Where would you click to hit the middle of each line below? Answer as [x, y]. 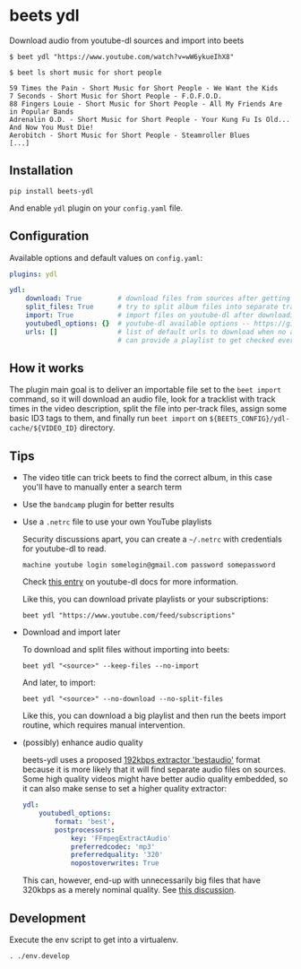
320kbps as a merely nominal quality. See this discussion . [129, 890]
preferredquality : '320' [117, 855]
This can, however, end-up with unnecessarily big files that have [142, 880]
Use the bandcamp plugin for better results [98, 505]
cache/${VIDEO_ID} [43, 428]
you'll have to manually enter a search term [102, 487]
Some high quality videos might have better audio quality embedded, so [155, 779]
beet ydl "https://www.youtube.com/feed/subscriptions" [129, 616]
